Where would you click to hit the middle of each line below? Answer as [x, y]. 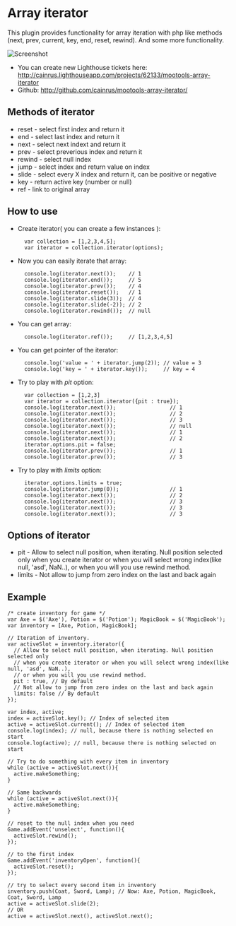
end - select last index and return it [69, 136]
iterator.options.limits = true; [73, 483]
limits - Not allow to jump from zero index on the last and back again [117, 575]
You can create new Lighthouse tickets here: [82, 67]
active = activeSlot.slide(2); [53, 904]
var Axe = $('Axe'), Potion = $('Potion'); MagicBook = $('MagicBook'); [117, 619]
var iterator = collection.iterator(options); [94, 248]
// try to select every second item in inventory [82, 885]
